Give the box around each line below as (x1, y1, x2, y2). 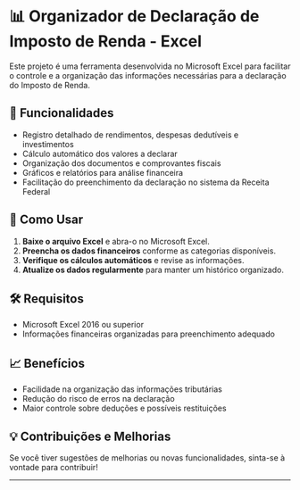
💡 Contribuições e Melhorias (9, 428, 171, 444)
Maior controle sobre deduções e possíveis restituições (21, 403, 227, 414)
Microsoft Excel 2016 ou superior (21, 320, 145, 330)
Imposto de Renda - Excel (9, 31, 203, 52)
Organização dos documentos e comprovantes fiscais (21, 157, 221, 169)
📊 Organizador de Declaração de (9, 6, 260, 27)
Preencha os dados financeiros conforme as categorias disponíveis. (21, 245, 277, 256)
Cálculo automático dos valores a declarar (21, 148, 179, 159)
